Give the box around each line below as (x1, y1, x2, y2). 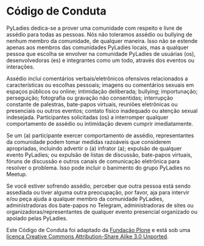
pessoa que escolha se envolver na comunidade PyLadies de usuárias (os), (6, 50, 196, 57)
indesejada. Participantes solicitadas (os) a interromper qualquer (6, 114, 169, 121)
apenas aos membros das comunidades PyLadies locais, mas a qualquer (6, 44, 189, 51)
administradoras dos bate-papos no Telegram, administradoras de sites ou (6, 202, 194, 209)
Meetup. (6, 170, 27, 177)
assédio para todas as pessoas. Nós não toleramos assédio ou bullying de (6, 30, 193, 38)
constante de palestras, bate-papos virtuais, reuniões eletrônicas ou (6, 100, 178, 108)
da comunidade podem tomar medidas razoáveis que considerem (6, 138, 172, 145)
